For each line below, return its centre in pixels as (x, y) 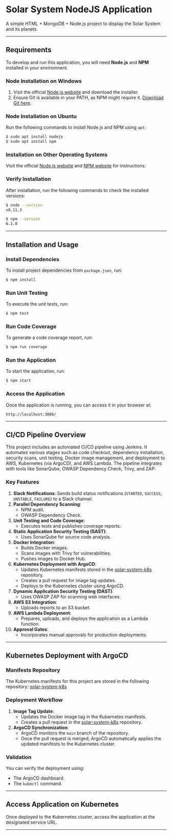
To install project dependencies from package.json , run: (64, 270)
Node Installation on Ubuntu (41, 116)
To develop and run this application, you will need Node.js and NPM (78, 62)
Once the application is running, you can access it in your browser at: (79, 405)
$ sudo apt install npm (31, 142)
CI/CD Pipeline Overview (46, 434)
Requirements (29, 50)
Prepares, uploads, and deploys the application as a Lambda (84, 618)
